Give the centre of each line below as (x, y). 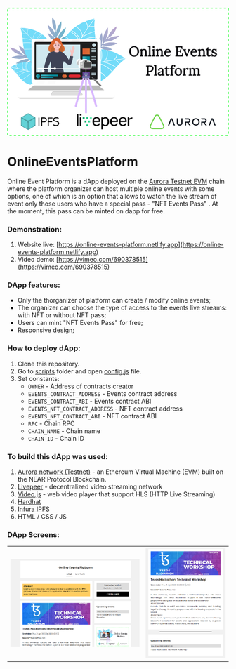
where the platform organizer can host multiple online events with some (111, 188)
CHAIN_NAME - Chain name (64, 431)
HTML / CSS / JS (42, 517)
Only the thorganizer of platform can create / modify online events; (114, 300)
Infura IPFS (34, 509)
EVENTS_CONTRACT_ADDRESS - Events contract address (103, 393)
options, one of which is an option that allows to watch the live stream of (112, 196)
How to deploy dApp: (44, 348)
